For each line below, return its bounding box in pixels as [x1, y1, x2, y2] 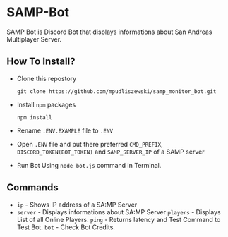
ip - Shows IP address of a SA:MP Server [16, 200, 138, 209]
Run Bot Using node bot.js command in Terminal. [16, 161, 162, 169]
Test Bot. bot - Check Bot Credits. [16, 223, 116, 231]
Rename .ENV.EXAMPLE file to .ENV [16, 126, 114, 135]
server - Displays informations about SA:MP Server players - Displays [16, 207, 221, 216]
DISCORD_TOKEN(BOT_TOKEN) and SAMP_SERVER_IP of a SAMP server [16, 147, 205, 156]
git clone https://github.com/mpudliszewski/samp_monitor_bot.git [16, 87, 217, 95]
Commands [6, 181, 59, 194]
